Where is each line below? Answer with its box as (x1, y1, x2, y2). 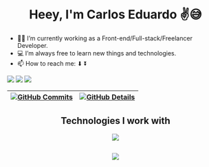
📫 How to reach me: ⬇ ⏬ (16, 59, 88, 67)
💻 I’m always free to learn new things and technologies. (16, 49, 177, 57)
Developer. (16, 41, 48, 49)
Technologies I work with (60, 115, 170, 127)
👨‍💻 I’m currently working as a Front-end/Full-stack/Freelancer (16, 34, 192, 42)
